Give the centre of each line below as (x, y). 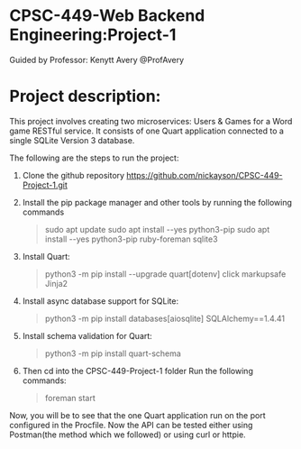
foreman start (70, 398)
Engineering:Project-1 (93, 35)
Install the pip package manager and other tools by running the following (157, 202)
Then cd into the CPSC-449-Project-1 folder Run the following (138, 371)
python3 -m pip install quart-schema (113, 353)
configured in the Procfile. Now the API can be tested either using (131, 425)
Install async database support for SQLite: (100, 301)
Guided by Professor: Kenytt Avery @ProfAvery (97, 60)
